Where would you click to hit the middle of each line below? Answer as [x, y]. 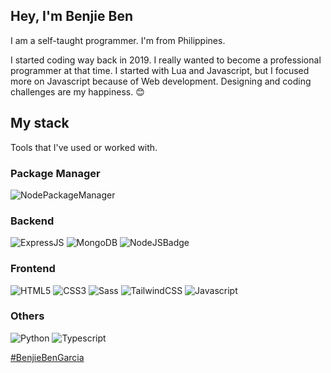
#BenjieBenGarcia [47, 357]
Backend [32, 221]
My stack [40, 123]
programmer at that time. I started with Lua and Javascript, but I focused [160, 70]
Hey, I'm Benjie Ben [71, 16]
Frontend [33, 269]
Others [27, 316]
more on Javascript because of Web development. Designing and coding [161, 81]
